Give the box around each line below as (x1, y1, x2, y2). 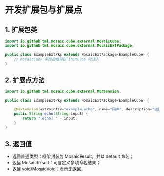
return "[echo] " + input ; (22, 116, 78, 121)
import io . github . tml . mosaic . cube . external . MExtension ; (5, 89, 121, 94)
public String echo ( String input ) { (14, 111, 89, 116)
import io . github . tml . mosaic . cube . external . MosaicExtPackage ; (5, 43, 134, 48)
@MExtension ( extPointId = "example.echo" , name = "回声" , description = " (14, 107, 155, 111)
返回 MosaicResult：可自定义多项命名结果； (12, 160, 101, 166)
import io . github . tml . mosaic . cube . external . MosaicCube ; (5, 39, 121, 44)
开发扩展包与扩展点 (5, 4, 82, 16)
